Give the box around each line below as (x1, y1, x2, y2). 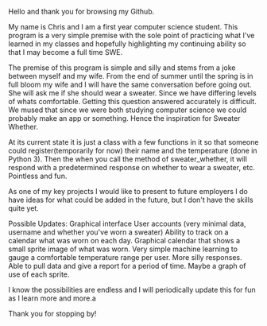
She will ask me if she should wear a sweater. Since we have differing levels (8, 88, 257, 98)
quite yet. (8, 204, 40, 213)
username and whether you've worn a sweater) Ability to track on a (8, 227, 229, 237)
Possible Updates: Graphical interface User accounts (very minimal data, (8, 219, 246, 228)
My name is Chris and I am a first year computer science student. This (8, 22, 238, 31)
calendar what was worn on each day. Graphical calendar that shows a (8, 236, 241, 245)
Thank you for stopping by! (8, 309, 97, 318)
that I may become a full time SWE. (8, 48, 123, 56)
